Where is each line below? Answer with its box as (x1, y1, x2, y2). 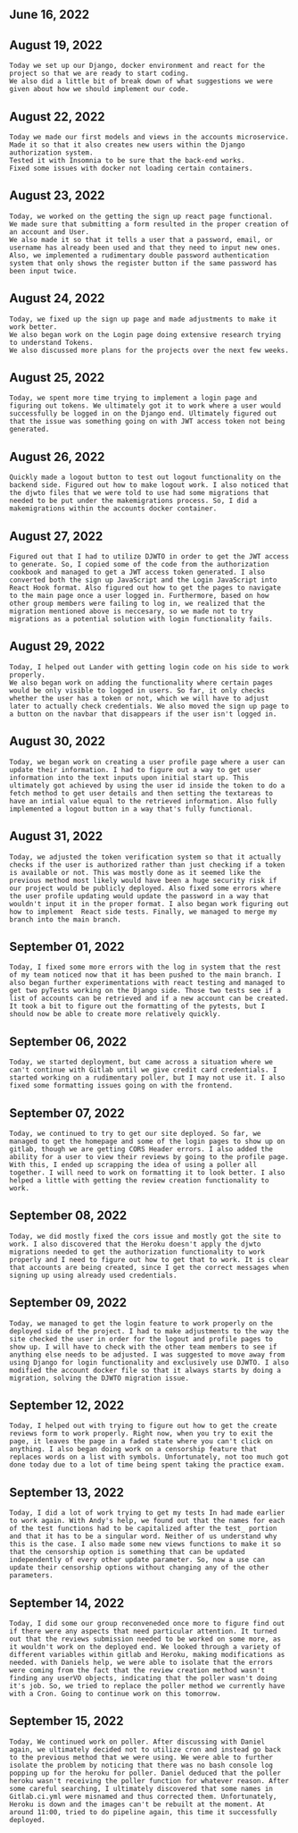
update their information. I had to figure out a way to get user (9, 765, 261, 774)
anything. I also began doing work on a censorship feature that (9, 1445, 257, 1454)
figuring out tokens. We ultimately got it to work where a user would (9, 401, 281, 410)
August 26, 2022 (9, 449, 105, 464)
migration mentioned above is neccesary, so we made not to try (9, 607, 253, 616)
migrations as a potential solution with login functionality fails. (9, 615, 274, 624)
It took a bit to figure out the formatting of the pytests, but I (9, 1002, 266, 1011)
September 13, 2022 (9, 1484, 125, 1500)
